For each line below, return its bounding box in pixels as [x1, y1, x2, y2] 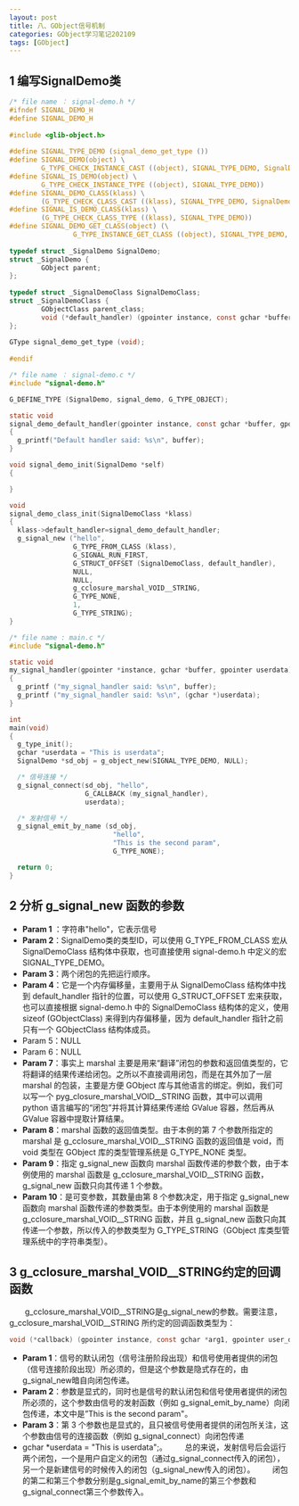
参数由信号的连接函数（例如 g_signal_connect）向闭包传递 [29, 1431, 245, 1442]
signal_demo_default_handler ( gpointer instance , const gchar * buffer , [9, 419, 277, 428]
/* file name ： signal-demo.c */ [9, 371, 136, 380]
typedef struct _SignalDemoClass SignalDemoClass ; [9, 288, 201, 297]
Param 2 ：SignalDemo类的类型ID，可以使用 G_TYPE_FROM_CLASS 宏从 [21, 934, 287, 946]
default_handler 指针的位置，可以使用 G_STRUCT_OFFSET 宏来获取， [32, 990, 287, 1001]
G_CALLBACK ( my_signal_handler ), [85, 789, 209, 799]
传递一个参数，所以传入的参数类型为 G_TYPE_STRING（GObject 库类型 [21, 1224, 282, 1236]
